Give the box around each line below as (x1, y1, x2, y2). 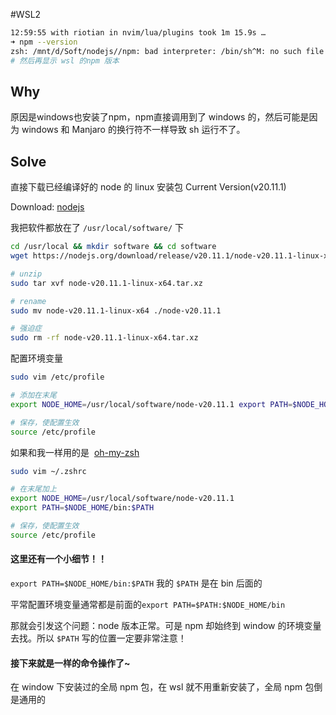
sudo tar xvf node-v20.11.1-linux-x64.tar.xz (10, 278, 203, 288)
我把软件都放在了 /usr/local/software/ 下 (10, 222, 185, 234)
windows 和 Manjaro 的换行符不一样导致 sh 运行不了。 (21, 124, 246, 136)
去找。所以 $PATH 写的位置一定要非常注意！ (10, 632, 187, 644)
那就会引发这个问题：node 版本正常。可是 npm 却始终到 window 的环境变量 (10, 619, 322, 631)
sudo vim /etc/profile (10, 372, 105, 383)
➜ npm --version (10, 37, 78, 47)
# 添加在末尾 (10, 390, 57, 400)
